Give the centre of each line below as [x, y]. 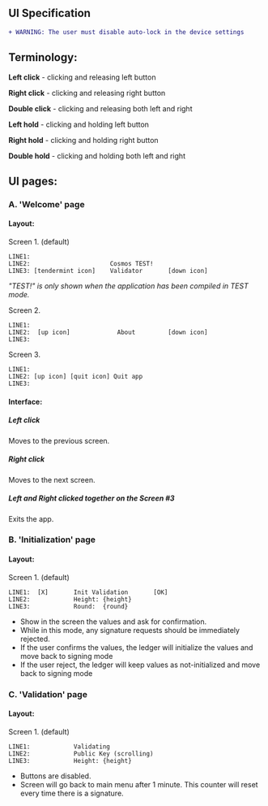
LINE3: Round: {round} [68, 606]
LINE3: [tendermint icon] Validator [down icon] [108, 271]
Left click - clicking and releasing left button [82, 77]
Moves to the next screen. [52, 479]
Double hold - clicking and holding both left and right [97, 156]
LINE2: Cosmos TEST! [81, 264]
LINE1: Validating [60, 747]
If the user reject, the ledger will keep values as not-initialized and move [140, 665]
